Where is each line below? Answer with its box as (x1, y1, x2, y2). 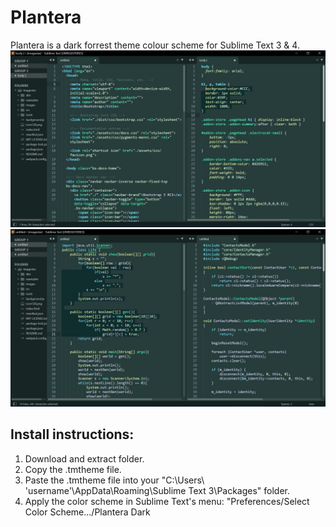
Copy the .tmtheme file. (24, 463, 122, 475)
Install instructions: (10, 426, 135, 443)
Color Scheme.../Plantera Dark (24, 506, 151, 518)
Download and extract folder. (24, 452, 145, 465)
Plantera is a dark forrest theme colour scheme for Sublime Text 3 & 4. (10, 39, 300, 51)
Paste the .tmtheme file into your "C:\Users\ (24, 474, 205, 486)
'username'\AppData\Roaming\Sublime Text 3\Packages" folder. (24, 484, 291, 496)
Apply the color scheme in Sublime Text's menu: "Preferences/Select (24, 495, 310, 507)
